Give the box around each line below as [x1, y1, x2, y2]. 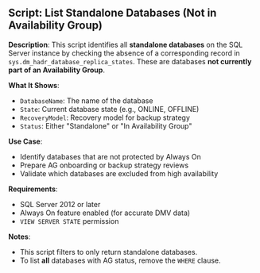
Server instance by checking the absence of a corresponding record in [8, 48, 240, 58]
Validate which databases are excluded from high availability [19, 168, 219, 178]
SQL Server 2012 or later [19, 199, 101, 209]
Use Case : [8, 136, 43, 146]
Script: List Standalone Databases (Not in [8, 6, 217, 20]
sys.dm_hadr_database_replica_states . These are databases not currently [8, 56, 252, 66]
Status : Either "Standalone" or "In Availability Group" [19, 121, 192, 130]
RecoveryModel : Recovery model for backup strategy [19, 113, 191, 122]
